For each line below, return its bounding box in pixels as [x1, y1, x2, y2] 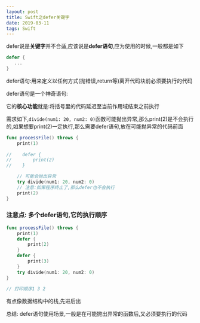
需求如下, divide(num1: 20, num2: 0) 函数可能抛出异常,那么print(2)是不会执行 [6, 115, 194, 123]
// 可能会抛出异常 [17, 173, 57, 179]
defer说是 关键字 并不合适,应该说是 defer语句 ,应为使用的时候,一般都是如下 [6, 42, 184, 50]
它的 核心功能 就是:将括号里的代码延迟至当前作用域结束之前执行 [6, 102, 160, 109]
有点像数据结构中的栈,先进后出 [6, 297, 82, 305]
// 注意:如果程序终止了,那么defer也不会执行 [17, 184, 115, 190]
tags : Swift [6, 25, 36, 32]
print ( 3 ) [27, 258, 50, 264]
